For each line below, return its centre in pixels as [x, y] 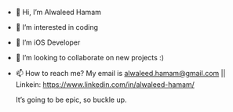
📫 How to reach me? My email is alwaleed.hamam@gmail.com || [120, 73]
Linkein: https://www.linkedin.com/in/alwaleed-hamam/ [105, 85]
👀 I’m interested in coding [57, 27]
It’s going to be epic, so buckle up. [71, 99]
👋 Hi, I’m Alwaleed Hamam [58, 12]
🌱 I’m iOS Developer [48, 42]
